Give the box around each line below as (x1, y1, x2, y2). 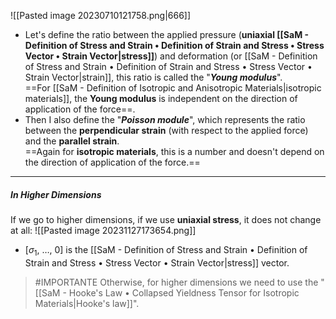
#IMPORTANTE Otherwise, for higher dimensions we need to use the (34, 276, 319, 288)
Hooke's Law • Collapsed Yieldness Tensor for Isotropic (68, 286, 300, 299)
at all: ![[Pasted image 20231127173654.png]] (10, 224, 197, 236)
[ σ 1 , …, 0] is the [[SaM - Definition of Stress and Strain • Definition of (24, 243, 308, 258)
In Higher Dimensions (10, 188, 102, 200)
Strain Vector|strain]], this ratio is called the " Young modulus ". (24, 71, 283, 83)
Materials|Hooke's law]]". (34, 297, 140, 309)
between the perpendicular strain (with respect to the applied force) (24, 125, 309, 136)
